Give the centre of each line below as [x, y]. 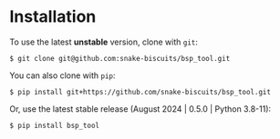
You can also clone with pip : [62, 75]
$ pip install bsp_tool [55, 125]
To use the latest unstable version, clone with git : [104, 42]
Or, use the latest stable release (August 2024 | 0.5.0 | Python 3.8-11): [140, 109]
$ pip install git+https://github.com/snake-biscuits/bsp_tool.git [140, 92]
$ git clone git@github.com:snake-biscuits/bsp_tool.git [120, 58]
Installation [53, 17]
